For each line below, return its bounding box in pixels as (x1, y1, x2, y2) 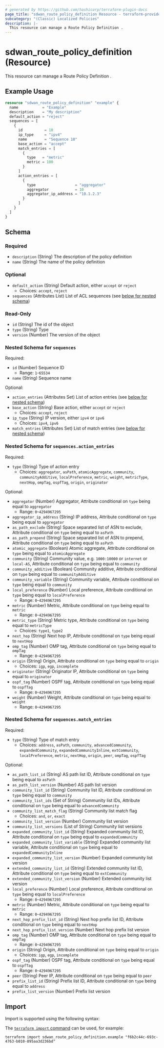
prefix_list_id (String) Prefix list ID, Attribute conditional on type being (12, 978, 156, 984)
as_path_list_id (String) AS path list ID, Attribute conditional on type (12, 771, 150, 777)
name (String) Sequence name (12, 375, 72, 381)
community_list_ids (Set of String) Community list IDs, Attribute (12, 797, 140, 803)
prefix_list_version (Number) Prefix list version (12, 988, 111, 994)
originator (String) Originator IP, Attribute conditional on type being (12, 668, 149, 674)
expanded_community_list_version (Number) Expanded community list (12, 854, 153, 861)
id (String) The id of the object (12, 321, 74, 327)
